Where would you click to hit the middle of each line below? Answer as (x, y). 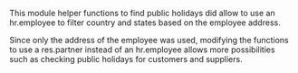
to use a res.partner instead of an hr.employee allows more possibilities (142, 50)
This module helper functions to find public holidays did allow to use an (142, 13)
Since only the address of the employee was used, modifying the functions (149, 40)
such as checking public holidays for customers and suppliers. (126, 59)
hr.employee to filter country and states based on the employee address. (145, 23)
